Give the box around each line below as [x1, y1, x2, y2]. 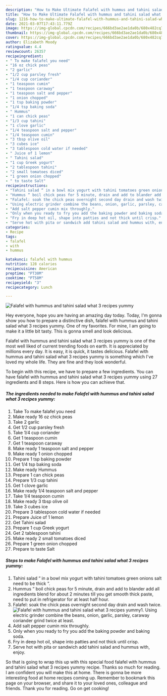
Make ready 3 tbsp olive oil [12, 498, 68, 504]
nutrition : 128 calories [5, 262, 57, 267]
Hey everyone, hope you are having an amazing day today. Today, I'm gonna [5, 312, 162, 319]
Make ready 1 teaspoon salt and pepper [12, 446, 94, 452]
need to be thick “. [12, 580, 51, 586]
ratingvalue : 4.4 [5, 44, 42, 49]
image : [5, 26, 19, 31]
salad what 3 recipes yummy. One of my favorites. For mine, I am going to [5, 323, 157, 329]
